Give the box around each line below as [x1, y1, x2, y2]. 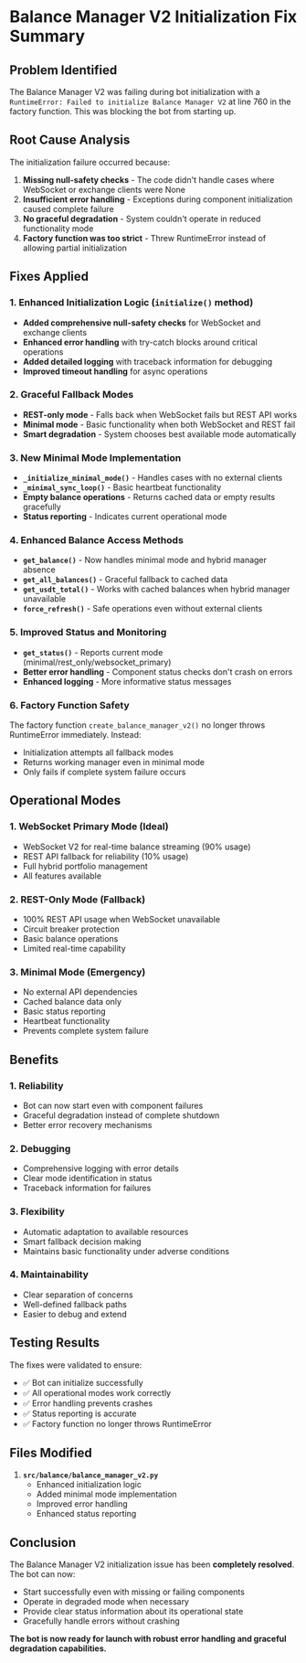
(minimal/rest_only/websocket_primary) [22, 656, 172, 667]
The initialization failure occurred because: [9, 156, 171, 167]
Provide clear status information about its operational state [22, 1606, 244, 1617]
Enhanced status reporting [36, 1508, 137, 1519]
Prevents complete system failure [22, 1026, 149, 1037]
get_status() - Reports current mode [22, 646, 164, 657]
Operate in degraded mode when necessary [22, 1596, 190, 1607]
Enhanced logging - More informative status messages [22, 676, 232, 687]
